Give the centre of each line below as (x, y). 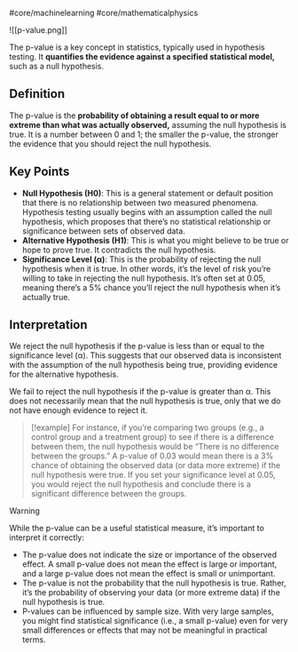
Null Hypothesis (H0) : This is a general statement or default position (147, 193)
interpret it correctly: (47, 537)
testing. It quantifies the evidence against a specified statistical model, (142, 56)
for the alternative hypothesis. (64, 374)
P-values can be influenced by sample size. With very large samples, (148, 611)
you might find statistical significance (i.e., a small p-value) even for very (155, 621)
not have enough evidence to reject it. (78, 410)
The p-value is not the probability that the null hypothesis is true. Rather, (154, 583)
